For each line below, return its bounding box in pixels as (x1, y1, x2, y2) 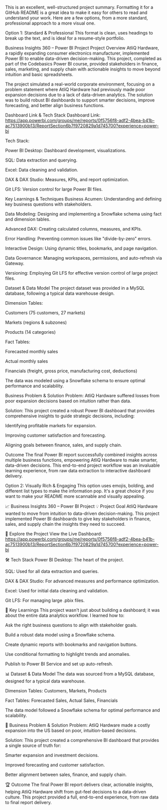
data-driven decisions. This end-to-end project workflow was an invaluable (5, 462, 160, 468)
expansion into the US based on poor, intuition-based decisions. (5, 727, 137, 733)
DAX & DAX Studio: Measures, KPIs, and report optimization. (5, 177, 129, 182)
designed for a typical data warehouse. (5, 678, 86, 684)
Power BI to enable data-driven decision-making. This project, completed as (5, 56, 162, 62)
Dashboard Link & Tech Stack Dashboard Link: (5, 112, 101, 118)
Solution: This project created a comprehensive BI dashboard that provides (5, 737, 160, 743)
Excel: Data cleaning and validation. (5, 167, 78, 173)
